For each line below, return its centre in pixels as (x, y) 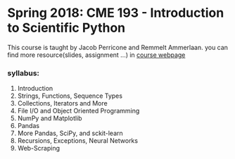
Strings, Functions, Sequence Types (70, 96)
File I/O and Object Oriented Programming (78, 111)
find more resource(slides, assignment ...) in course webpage (96, 55)
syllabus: (24, 73)
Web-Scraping (38, 148)
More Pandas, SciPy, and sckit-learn (70, 133)
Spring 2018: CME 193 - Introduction (116, 13)
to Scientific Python (66, 28)
